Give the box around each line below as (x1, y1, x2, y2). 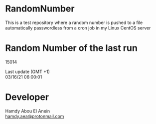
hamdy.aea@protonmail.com (5, 113, 64, 119)
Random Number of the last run (5, 42, 138, 54)
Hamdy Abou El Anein (5, 108, 50, 114)
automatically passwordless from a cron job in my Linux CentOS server (5, 24, 151, 30)
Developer (5, 91, 49, 103)
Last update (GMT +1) (5, 68, 50, 74)
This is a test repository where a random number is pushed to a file (5, 19, 143, 25)
